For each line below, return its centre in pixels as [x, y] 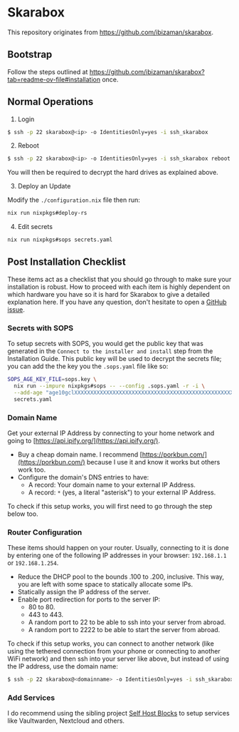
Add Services [31, 698]
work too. [32, 469]
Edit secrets [35, 227]
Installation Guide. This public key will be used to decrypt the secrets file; [115, 359]
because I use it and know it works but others [153, 462]
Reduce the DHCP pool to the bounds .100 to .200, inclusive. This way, [121, 577]
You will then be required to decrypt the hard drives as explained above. [113, 173]
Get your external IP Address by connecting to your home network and [111, 433]
